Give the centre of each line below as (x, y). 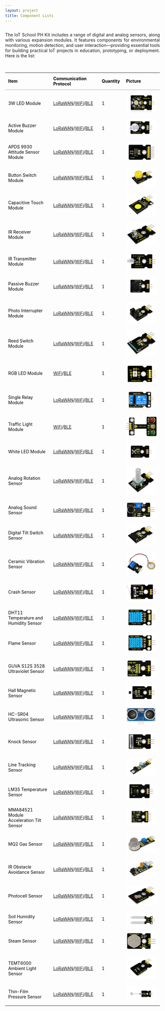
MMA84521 (21, 810)
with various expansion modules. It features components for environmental (82, 40)
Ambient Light (22, 968)
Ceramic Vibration (27, 561)
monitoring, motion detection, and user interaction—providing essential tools (82, 45)
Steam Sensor (22, 941)
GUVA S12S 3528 (27, 666)
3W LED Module (25, 103)
